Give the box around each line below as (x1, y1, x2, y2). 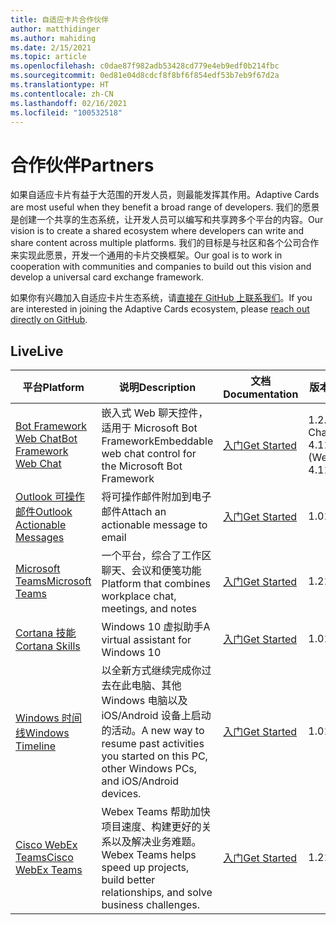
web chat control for (101, 447, 197, 461)
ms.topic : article (10, 52, 87, 62)
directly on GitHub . (10, 314, 88, 326)
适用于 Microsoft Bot (101, 421, 198, 435)
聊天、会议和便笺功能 (101, 564, 202, 578)
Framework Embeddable (101, 434, 214, 448)
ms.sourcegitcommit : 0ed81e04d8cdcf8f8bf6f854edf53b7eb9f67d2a (10, 71, 280, 81)
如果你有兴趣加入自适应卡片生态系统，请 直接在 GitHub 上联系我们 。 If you (10, 292, 313, 304)
